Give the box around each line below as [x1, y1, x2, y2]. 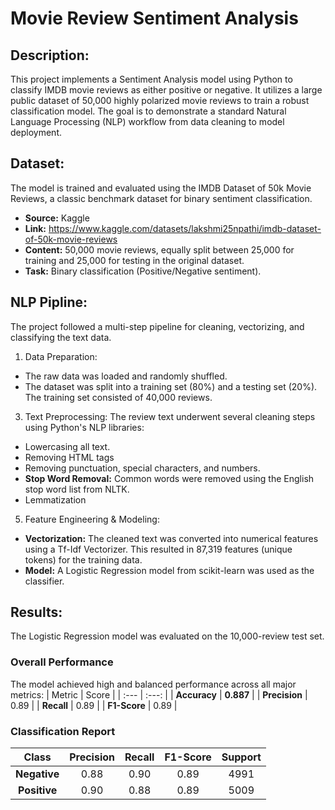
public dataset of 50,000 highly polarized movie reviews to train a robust [10, 95, 310, 106]
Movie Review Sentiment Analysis [10, 7, 299, 30]
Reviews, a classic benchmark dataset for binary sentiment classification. [10, 192, 313, 204]
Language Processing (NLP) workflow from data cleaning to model [10, 116, 285, 127]
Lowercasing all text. [24, 440, 111, 452]
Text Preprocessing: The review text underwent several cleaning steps [24, 410, 316, 422]
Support [221, 750, 262, 764]
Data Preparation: [24, 350, 98, 362]
